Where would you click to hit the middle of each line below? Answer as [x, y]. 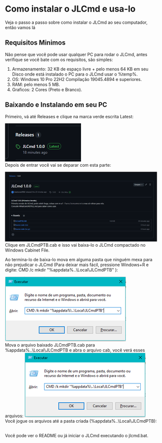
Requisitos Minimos [35, 43]
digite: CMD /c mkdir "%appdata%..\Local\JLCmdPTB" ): [61, 270]
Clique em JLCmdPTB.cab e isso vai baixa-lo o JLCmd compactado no [75, 245]
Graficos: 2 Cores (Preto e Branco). [47, 89]
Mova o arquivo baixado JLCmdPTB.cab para [50, 345]
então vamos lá [20, 27]
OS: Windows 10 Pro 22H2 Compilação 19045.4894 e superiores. [77, 79]
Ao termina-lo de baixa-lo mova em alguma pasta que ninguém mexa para [79, 260]
